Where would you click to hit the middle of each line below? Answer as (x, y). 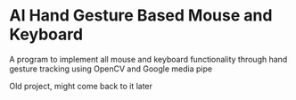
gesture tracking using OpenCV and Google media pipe (111, 69)
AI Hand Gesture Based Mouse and (141, 16)
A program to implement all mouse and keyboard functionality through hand (148, 59)
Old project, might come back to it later (81, 86)
